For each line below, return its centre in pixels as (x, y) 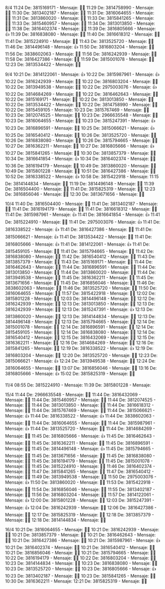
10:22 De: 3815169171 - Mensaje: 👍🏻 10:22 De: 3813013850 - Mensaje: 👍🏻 (80, 99)
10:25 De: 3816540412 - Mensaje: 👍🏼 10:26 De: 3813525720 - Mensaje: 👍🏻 (81, 135)
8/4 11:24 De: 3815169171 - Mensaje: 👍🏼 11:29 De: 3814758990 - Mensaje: (80, 8)
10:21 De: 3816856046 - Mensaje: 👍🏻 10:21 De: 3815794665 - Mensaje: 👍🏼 (81, 553)
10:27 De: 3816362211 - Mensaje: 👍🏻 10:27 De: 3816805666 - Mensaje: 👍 (80, 146)
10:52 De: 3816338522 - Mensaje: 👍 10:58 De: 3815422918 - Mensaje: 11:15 (82, 176)
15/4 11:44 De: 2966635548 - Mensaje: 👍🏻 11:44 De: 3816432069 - (73, 395)
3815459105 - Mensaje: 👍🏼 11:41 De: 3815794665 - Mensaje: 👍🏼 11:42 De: (80, 251)
